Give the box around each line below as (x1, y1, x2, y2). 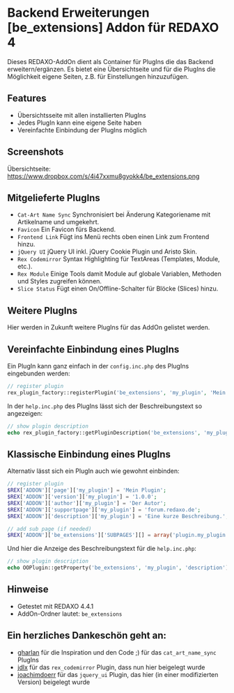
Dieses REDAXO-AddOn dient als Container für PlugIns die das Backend (7, 57, 214, 65)
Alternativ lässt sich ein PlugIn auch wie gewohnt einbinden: (7, 467, 180, 475)
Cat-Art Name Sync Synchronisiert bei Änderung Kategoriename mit (17, 210, 211, 219)
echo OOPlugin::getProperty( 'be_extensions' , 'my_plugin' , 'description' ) (7, 564, 229, 572)
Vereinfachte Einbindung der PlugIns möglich (17, 125, 148, 134)
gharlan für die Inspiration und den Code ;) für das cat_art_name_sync (17, 648, 217, 656)
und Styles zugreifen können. (17, 277, 102, 286)
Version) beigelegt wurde (17, 678, 91, 686)
